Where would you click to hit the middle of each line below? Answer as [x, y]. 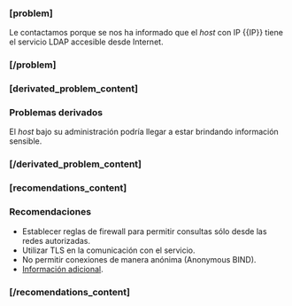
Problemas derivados [56, 113]
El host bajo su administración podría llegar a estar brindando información [144, 132]
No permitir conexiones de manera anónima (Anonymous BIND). [139, 259]
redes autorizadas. [56, 240]
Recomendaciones [50, 212]
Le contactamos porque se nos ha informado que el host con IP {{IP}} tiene [146, 33]
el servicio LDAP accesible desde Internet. [86, 42]
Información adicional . [62, 269]
